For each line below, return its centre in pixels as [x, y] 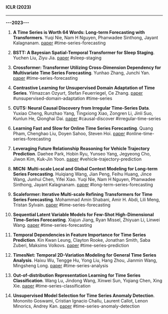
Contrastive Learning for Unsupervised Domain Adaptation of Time [84, 88]
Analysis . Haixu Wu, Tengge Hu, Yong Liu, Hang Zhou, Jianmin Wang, [85, 260]
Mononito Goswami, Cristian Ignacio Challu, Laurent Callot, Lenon [81, 301]
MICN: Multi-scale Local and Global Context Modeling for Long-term [85, 169]
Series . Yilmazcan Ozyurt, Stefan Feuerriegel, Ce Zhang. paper [78, 93]
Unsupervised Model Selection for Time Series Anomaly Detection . [84, 296]
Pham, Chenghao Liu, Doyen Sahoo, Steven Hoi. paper [69, 134]
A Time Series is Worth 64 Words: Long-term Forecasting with [79, 32]
